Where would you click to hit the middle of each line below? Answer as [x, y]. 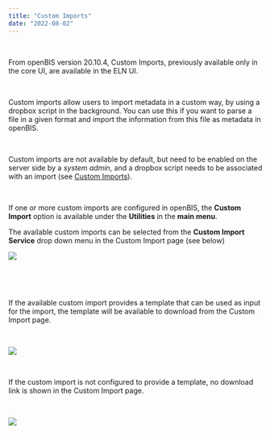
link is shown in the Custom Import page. [76, 390]
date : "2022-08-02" [41, 23]
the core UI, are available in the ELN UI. [73, 70]
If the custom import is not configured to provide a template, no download [131, 381]
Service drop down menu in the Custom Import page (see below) [117, 240]
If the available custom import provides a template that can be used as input [135, 302]
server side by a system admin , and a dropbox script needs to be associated [135, 167]
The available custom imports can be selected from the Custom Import [127, 232]
